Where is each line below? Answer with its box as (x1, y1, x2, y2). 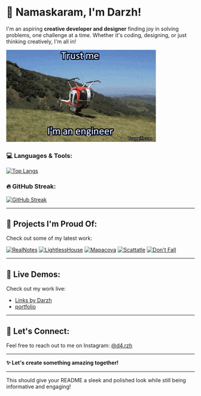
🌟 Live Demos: (6, 269, 61, 279)
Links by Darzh (14, 297, 52, 304)
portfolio (14, 303, 36, 310)
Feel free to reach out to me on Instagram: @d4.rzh (6, 342, 133, 349)
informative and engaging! (6, 383, 71, 390)
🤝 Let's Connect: (6, 326, 70, 336)
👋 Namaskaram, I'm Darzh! (6, 5, 142, 19)
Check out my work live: (6, 285, 66, 293)
